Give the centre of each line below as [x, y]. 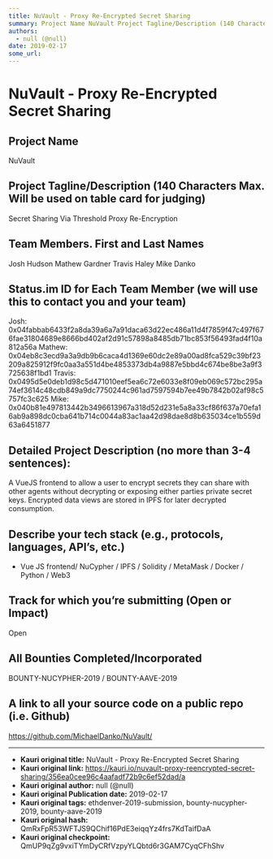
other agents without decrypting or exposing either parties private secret [130, 492]
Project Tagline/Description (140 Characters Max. [136, 187]
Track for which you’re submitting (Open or [120, 601]
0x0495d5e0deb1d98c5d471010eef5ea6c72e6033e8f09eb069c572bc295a [135, 382]
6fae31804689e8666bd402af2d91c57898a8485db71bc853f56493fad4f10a [135, 339]
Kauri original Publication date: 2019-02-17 [94, 794]
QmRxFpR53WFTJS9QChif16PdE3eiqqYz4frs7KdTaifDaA [115, 828]
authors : [23, 31]
